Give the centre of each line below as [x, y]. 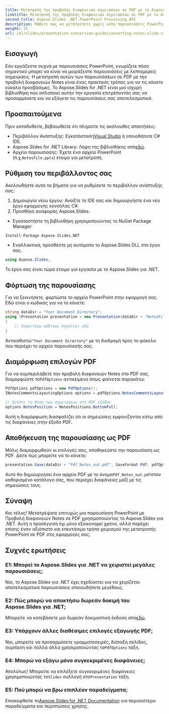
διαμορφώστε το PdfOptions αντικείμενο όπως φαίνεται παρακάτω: [75, 379]
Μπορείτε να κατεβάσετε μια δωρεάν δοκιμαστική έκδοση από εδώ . [76, 618]
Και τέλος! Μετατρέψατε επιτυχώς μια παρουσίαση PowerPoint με [75, 513]
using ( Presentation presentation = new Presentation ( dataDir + [74, 317]
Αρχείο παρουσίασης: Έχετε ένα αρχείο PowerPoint [67, 152]
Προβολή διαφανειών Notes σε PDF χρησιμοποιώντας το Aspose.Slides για [84, 519]
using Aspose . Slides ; [28, 260]
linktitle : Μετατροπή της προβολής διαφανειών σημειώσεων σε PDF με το [82, 15]
